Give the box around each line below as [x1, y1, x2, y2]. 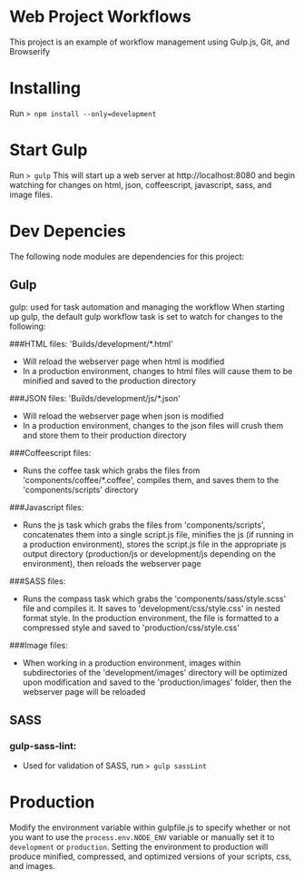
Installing [9, 78, 82, 99]
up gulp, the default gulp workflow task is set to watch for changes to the [9, 311, 283, 321]
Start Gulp [9, 140, 88, 161]
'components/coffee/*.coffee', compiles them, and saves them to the [22, 474, 279, 485]
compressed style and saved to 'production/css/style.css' [22, 622, 240, 633]
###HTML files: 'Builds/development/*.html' [9, 338, 174, 349]
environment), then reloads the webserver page [22, 558, 201, 569]
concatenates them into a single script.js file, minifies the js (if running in [22, 529, 294, 539]
